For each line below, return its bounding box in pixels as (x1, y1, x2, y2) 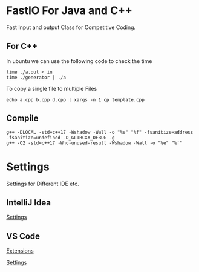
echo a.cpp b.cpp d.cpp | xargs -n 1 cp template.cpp (6, 96, 145, 103)
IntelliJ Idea (6, 197, 51, 208)
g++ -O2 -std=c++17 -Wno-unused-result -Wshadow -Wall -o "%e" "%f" (6, 140, 183, 146)
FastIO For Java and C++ (6, 4, 133, 18)
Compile (6, 113, 39, 124)
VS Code (6, 231, 41, 241)
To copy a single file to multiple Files (6, 85, 97, 92)
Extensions (6, 247, 34, 254)
